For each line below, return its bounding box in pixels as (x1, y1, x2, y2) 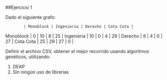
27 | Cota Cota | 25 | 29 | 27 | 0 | (5, 38, 74, 44)
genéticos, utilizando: (5, 54, 51, 60)
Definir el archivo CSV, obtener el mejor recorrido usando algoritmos (5, 48, 150, 54)
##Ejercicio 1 (5, 5, 32, 10)
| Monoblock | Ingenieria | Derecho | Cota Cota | (23, 24, 134, 29)
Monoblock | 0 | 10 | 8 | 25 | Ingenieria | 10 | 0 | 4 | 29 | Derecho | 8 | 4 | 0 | (5, 33, 162, 39)
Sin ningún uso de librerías (12, 69, 69, 75)
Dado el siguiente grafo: (5, 14, 56, 20)
